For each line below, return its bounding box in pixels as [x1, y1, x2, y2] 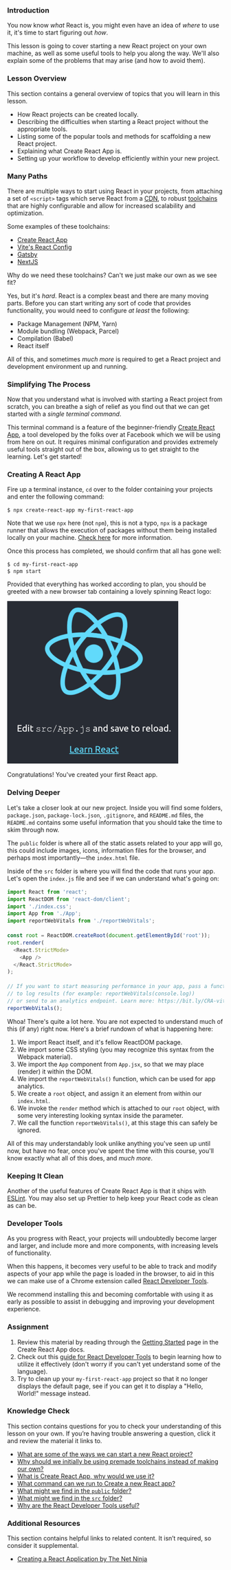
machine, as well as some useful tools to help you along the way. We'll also [7, 49, 220, 57]
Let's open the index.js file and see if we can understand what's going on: [7, 874, 219, 883]
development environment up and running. [7, 362, 128, 370]
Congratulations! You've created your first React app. [7, 771, 158, 779]
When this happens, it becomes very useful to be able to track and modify [7, 1262, 217, 1271]
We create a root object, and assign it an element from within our [16, 1089, 202, 1098]
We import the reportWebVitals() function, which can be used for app [16, 1074, 216, 1083]
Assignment [7, 1322, 49, 1332]
